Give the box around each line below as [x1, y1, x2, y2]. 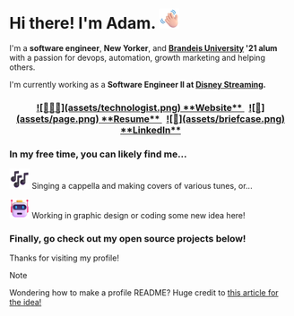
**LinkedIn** [119, 124, 182, 136]
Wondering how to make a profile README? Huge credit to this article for [9, 287, 280, 298]
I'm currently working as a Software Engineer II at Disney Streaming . [9, 79, 266, 90]
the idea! [9, 297, 42, 308]
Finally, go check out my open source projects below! [9, 233, 246, 245]
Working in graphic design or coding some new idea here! [30, 210, 246, 221]
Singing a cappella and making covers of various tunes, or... [30, 181, 253, 192]
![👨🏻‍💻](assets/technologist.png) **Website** [36, 101, 243, 114]
